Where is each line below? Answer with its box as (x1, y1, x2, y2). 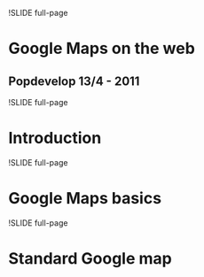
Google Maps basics (8, 189, 161, 209)
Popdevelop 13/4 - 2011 (8, 73, 140, 88)
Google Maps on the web (8, 39, 196, 58)
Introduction (8, 128, 102, 149)
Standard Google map (8, 249, 172, 269)
